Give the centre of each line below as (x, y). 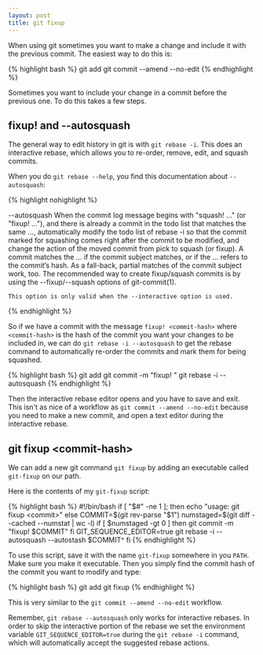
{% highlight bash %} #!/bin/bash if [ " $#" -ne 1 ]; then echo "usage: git (124, 507)
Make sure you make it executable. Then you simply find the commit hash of (131, 564)
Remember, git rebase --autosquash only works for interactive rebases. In (129, 618)
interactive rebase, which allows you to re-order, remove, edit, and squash (128, 153)
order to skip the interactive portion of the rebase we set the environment (127, 626)
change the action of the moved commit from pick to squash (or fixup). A (126, 249)
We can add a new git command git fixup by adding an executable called (128, 468)
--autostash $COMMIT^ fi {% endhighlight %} (122, 540)
